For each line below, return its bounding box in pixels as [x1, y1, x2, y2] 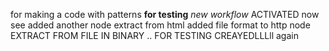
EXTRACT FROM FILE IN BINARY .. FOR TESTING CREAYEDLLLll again [10, 30, 299, 41]
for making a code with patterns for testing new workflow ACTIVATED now [10, 9, 320, 20]
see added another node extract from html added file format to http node [10, 19, 311, 31]
